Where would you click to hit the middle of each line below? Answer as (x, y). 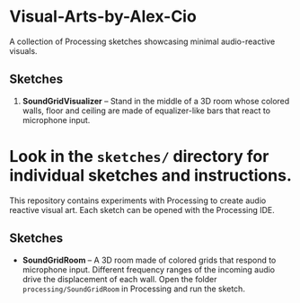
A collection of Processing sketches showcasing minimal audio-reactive (142, 41)
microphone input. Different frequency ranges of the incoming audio (149, 269)
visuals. (23, 50)
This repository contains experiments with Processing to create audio (138, 201)
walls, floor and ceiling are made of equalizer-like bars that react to (146, 111)
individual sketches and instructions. (150, 175)
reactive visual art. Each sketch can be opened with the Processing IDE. (142, 209)
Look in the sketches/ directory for (139, 156)
